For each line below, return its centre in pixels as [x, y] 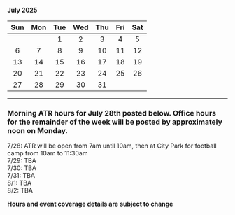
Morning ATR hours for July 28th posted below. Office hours [112, 113]
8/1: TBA [20, 183]
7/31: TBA [21, 176]
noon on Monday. [38, 130]
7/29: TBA [22, 161]
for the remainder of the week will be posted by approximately [115, 122]
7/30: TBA [22, 168]
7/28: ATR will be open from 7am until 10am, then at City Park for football [112, 146]
